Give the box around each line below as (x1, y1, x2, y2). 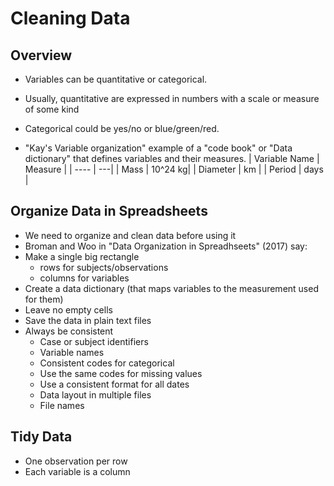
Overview (10, 47, 73, 64)
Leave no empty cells (24, 303, 113, 316)
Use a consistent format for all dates (39, 378, 190, 390)
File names (39, 399, 85, 411)
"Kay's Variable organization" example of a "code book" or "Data (24, 142, 293, 154)
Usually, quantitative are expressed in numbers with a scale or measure (24, 93, 320, 104)
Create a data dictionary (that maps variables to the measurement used (24, 282, 319, 294)
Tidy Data (10, 428, 73, 446)
